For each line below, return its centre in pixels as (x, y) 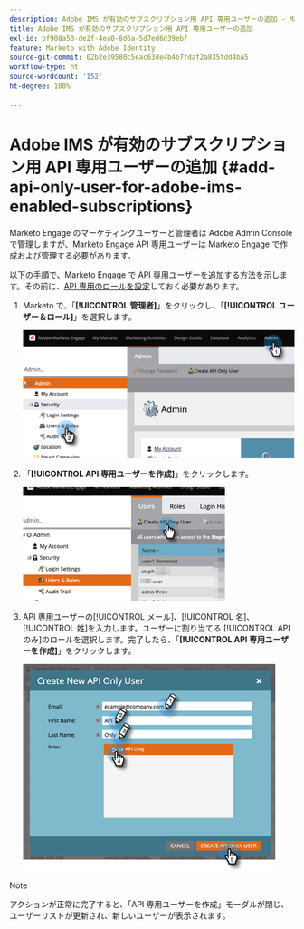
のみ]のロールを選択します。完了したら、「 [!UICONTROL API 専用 (143, 639)
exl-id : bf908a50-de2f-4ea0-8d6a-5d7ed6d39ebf (99, 38)
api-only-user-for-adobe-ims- (126, 187)
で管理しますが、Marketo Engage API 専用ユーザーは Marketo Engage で (145, 244)
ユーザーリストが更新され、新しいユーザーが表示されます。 (120, 915)
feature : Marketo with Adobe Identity (82, 48)
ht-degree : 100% (40, 86)
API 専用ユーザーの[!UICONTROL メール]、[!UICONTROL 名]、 (138, 616)
